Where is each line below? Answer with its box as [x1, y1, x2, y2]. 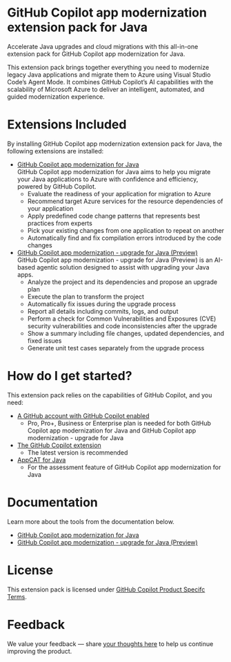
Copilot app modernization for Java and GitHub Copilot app [27, 426, 197, 435]
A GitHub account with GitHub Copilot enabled [17, 411, 150, 419]
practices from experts [27, 219, 93, 227]
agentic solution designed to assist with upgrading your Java [37, 263, 210, 271]
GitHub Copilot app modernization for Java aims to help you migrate [17, 167, 211, 176]
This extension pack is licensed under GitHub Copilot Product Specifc [7, 585, 205, 594]
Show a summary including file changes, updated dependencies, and [27, 329, 224, 337]
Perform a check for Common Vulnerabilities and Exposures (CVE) [27, 314, 217, 323]
